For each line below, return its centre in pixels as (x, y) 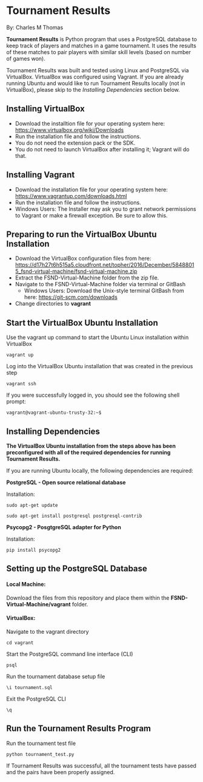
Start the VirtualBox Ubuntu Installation (82, 323)
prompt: (16, 402)
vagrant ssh (21, 384)
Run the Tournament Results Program (79, 729)
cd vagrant (20, 643)
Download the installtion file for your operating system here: (90, 123)
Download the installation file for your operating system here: (91, 190)
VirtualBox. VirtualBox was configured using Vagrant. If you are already (95, 77)
